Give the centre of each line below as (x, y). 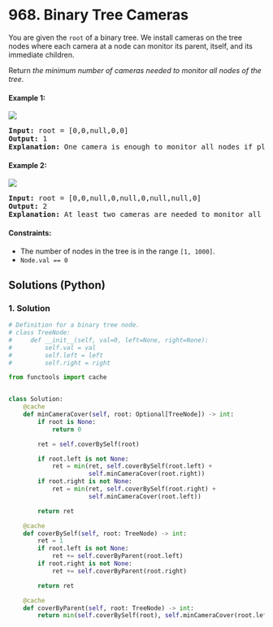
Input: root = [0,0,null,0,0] (69, 131)
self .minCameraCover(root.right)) (147, 474)
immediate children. (41, 54)
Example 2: (28, 165)
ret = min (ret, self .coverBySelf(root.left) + (132, 466)
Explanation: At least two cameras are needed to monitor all (135, 214)
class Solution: (36, 400)
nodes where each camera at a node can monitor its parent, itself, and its (131, 45)
